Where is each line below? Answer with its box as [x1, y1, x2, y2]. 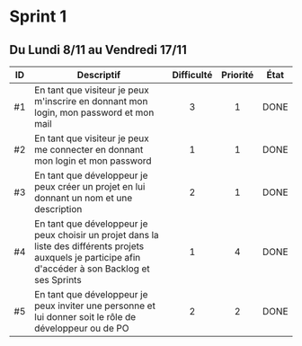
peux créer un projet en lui [34, 181, 146, 192]
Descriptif [76, 69, 121, 81]
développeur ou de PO [34, 322, 129, 334]
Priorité [221, 69, 254, 81]
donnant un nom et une [34, 191, 133, 204]
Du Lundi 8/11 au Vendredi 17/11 [9, 42, 187, 58]
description [34, 203, 83, 215]
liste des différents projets [34, 240, 145, 253]
